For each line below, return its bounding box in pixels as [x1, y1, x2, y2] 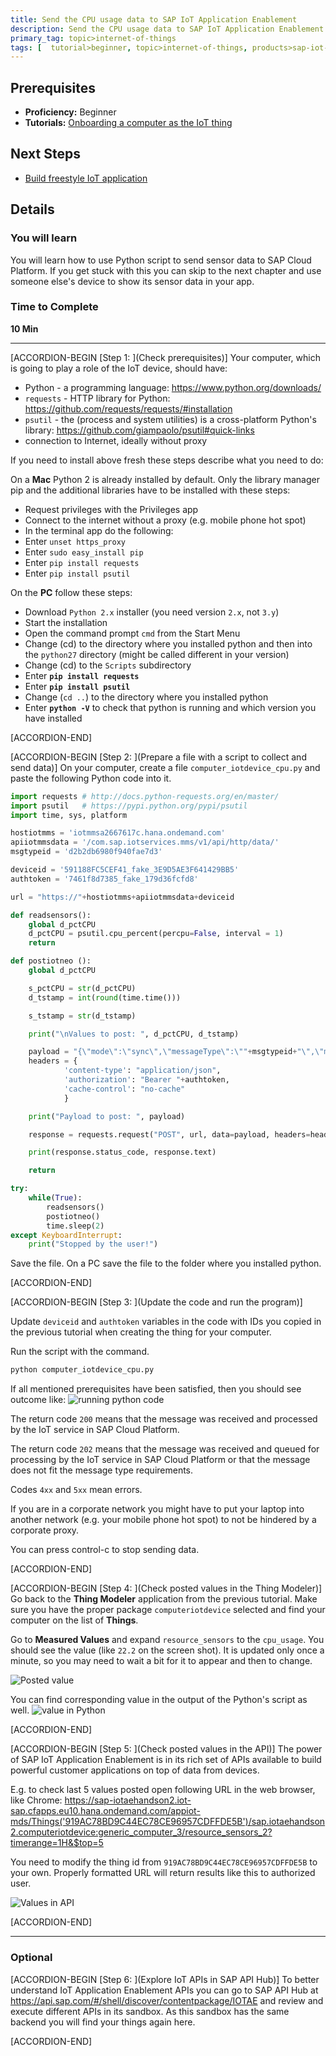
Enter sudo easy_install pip [24, 546, 144, 558]
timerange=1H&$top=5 [10, 1837, 104, 1849]
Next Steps [10, 146, 81, 163]
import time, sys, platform [10, 810, 128, 820]
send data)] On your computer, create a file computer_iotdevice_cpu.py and [10, 761, 321, 773]
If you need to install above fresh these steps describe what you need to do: [10, 454, 324, 466]
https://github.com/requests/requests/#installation [24, 402, 233, 415]
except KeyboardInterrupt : [10, 1230, 123, 1240]
